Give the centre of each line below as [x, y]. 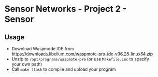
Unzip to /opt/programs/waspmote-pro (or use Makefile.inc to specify [80, 59]
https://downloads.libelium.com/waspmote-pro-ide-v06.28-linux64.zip [82, 54]
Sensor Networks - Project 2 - [65, 9]
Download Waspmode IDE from [43, 49]
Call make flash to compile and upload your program [64, 69]
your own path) [27, 64]
